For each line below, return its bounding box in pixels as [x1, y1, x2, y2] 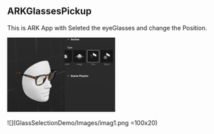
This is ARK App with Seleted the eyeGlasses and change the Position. [7, 23, 207, 32]
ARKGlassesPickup [7, 5, 92, 17]
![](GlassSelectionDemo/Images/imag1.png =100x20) [7, 119, 158, 127]
